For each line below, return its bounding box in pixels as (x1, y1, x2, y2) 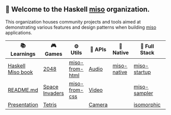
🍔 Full (140, 43, 154, 50)
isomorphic (133, 101, 161, 108)
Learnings (10, 50, 36, 57)
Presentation (8, 101, 38, 108)
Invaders (43, 89, 64, 97)
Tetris (43, 101, 57, 108)
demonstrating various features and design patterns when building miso (5, 24, 157, 30)
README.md (8, 86, 38, 94)
